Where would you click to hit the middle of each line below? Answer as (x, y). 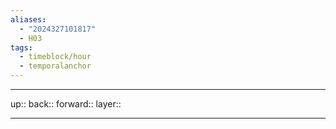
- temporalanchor (55, 66)
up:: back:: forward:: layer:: (66, 104)
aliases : (28, 19)
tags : (21, 47)
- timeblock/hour (55, 57)
